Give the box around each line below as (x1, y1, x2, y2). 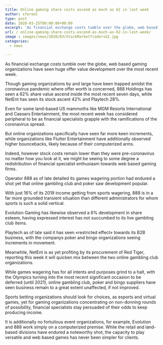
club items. (5, 220, 27, 226)
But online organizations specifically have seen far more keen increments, (5, 130, 153, 136)
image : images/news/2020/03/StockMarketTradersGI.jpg (5, 35, 119, 39)
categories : (5, 39, 29, 44)
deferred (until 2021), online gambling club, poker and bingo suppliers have (5, 279, 156, 285)
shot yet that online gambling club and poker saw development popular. (5, 181, 149, 186)
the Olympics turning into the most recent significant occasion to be (5, 274, 142, 280)
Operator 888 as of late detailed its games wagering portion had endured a (5, 175, 156, 181)
